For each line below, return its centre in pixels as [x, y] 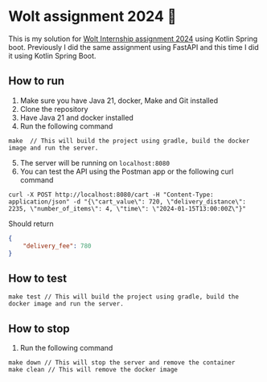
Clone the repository [54, 109]
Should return [31, 224]
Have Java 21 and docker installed [77, 117]
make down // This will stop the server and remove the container [122, 363]
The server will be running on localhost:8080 [95, 162]
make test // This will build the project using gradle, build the [124, 297]
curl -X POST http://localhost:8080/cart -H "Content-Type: [111, 195]
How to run [37, 81]
